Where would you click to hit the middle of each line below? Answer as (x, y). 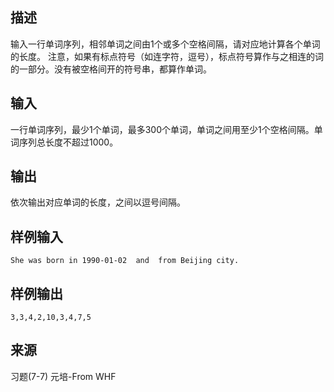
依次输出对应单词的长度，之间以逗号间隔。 (98, 202)
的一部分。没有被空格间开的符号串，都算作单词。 (111, 69)
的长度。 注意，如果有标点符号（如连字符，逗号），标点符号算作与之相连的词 (167, 56)
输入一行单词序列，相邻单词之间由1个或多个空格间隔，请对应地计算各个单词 (165, 44)
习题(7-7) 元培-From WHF (63, 376)
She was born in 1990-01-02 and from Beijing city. (125, 261)
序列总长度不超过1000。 (68, 142)
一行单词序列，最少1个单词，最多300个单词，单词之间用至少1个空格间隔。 (162, 129)
